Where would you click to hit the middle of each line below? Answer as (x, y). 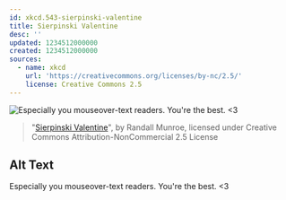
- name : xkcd (42, 68)
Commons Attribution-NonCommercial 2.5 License (125, 136)
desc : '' (26, 34)
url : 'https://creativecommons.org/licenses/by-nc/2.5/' (134, 76)
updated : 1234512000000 (54, 43)
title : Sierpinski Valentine (64, 26)
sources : (26, 59)
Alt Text (31, 165)
